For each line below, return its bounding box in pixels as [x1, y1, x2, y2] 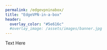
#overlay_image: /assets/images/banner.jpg [10, 26, 102, 31]
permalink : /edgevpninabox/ [5, 7, 64, 13]
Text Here [5, 40, 26, 46]
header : [5, 17, 22, 22]
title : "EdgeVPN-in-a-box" [5, 12, 62, 17]
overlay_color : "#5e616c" [10, 21, 64, 27]
